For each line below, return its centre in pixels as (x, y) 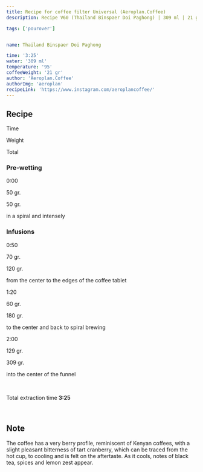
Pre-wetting (24, 168)
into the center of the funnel (41, 374)
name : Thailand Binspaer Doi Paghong (54, 45)
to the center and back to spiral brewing (56, 327)
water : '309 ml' (27, 61)
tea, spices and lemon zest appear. (50, 462)
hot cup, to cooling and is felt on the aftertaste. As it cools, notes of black (98, 456)
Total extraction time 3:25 (38, 397)
